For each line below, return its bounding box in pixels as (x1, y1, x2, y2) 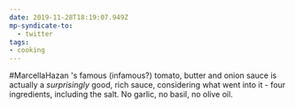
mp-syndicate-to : (9, 21, 74, 30)
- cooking (9, 46, 46, 55)
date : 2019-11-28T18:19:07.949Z (9, 12, 128, 22)
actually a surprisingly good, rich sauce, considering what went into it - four (9, 80, 286, 90)
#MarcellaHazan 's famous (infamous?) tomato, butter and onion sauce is (9, 70, 277, 81)
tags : (9, 37, 29, 47)
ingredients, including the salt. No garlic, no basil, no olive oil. (9, 89, 233, 100)
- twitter (17, 29, 53, 38)
